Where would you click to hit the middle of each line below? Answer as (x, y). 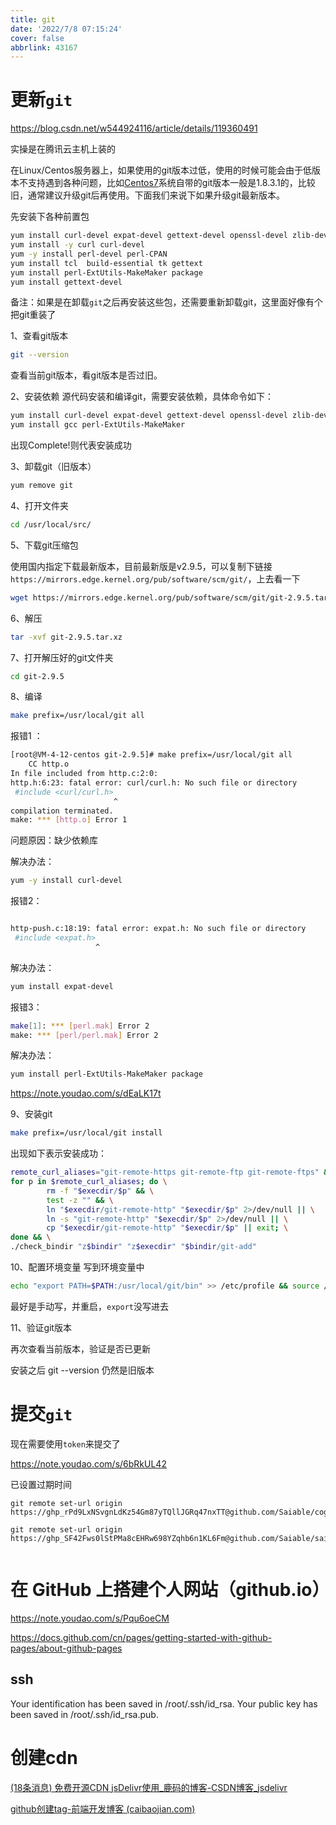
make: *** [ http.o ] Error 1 (69, 820)
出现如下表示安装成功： (58, 1153)
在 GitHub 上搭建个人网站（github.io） (170, 1590)
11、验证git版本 (41, 1327)
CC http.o (49, 764)
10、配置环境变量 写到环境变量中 (77, 1267)
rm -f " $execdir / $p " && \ (100, 1191)
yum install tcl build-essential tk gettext (106, 263)
